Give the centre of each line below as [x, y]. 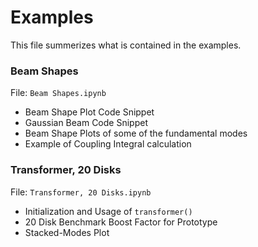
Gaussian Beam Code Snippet [86, 123]
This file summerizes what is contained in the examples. [126, 45]
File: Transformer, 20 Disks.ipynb [81, 192]
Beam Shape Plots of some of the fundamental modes [136, 133]
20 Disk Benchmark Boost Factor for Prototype [121, 222]
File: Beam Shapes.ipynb [58, 93]
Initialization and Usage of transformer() [108, 211]
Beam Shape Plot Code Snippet [89, 112]
